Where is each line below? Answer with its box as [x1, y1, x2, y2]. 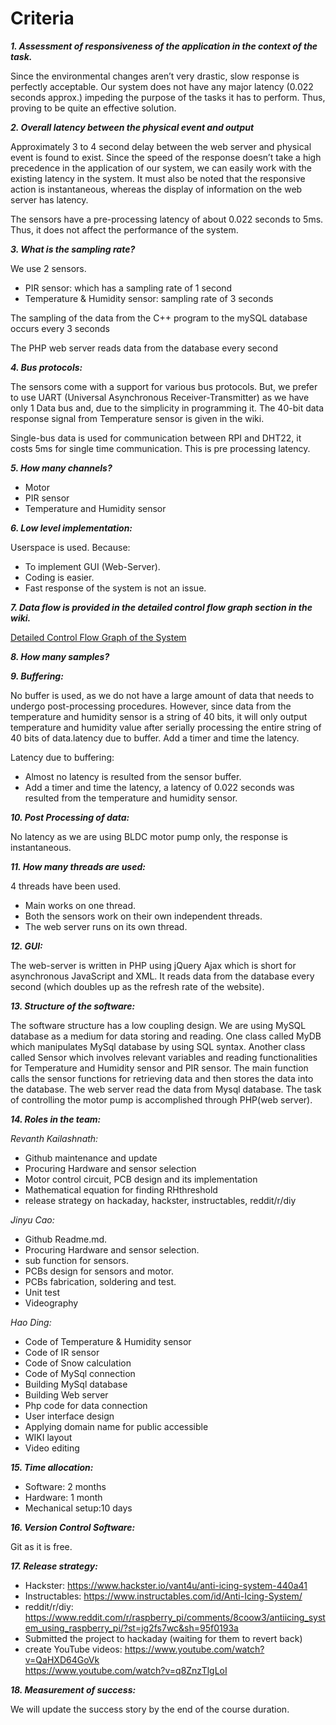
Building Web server [24, 1388, 109, 1401]
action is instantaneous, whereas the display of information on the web [10, 183, 303, 195]
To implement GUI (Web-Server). [24, 560, 161, 572]
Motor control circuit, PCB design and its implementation [24, 1173, 258, 1185]
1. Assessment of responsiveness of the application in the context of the [10, 40, 318, 52]
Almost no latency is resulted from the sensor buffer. [24, 770, 242, 782]
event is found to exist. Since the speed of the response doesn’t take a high [10, 151, 322, 163]
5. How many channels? [10, 462, 113, 474]
